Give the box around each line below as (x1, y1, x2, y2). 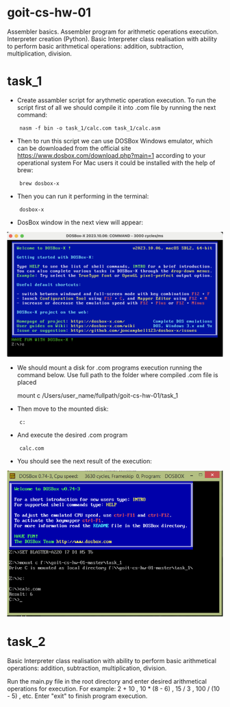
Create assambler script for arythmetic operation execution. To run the (16, 96, 217, 104)
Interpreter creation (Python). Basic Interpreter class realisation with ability (7, 34, 218, 43)
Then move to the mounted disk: (16, 405, 109, 413)
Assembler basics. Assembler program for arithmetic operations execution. (7, 27, 219, 36)
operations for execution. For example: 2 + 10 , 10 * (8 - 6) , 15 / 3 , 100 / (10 (7, 684, 220, 693)
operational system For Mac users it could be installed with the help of (16, 158, 216, 167)
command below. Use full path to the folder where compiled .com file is (16, 371, 218, 379)
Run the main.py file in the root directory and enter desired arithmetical (7, 678, 207, 686)
